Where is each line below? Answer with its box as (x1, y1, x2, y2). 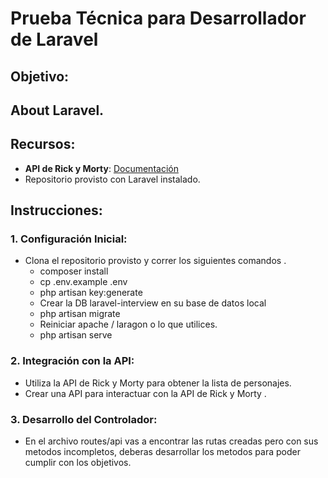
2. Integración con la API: (10, 354, 135, 368)
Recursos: (10, 136, 76, 153)
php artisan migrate (39, 308, 121, 320)
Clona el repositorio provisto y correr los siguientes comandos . (24, 255, 287, 267)
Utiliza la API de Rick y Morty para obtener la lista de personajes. (24, 377, 292, 389)
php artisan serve (39, 329, 113, 341)
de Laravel (10, 28, 99, 51)
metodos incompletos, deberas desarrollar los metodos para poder (24, 446, 301, 458)
